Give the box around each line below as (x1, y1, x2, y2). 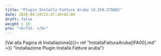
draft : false (5, 16, 33, 21)
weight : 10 (5, 21, 30, 26)
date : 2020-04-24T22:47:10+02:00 (5, 12, 75, 17)
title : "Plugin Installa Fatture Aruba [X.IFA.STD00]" (5, 7, 123, 12)
